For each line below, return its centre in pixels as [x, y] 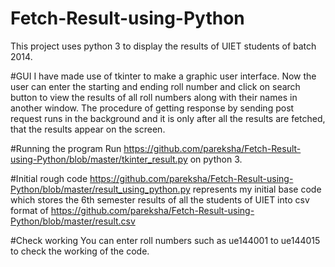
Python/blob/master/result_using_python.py [100, 189]
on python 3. [216, 159]
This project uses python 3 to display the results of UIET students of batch [163, 46]
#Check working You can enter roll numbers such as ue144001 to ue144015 [165, 240]
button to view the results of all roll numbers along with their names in [154, 97]
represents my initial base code [257, 189]
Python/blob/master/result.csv [73, 221]
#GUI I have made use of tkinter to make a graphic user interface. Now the [163, 76]
